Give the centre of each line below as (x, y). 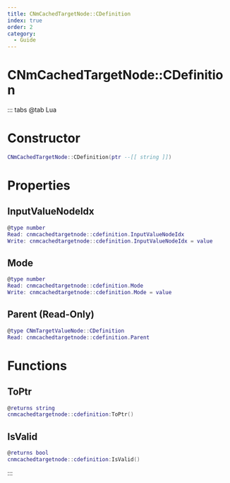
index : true (25, 21)
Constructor (44, 138)
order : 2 (20, 27)
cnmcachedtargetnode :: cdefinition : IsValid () (74, 459)
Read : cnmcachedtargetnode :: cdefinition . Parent (79, 337)
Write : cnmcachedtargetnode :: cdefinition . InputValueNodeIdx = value (110, 241)
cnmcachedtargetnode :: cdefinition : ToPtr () (71, 414)
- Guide (25, 40)
